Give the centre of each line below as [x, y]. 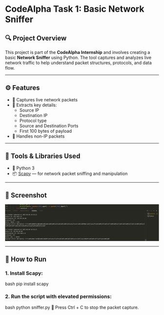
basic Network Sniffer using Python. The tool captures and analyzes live [78, 58]
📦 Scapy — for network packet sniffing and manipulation [70, 173]
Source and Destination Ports [49, 125]
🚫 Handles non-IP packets [38, 136]
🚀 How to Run [26, 259]
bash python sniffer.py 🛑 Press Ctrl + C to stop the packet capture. [72, 307]
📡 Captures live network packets [45, 99]
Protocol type [33, 121]
